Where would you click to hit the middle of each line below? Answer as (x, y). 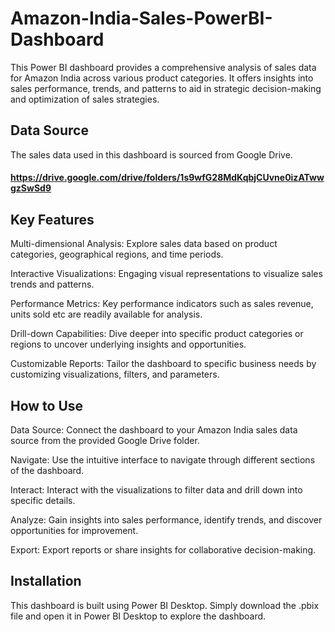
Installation (46, 581)
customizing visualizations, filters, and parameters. (115, 374)
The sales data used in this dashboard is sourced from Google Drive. (151, 154)
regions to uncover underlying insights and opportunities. (128, 344)
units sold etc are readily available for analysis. (106, 314)
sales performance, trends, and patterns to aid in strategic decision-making (166, 88)
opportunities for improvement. (74, 530)
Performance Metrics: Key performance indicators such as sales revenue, (162, 304)
